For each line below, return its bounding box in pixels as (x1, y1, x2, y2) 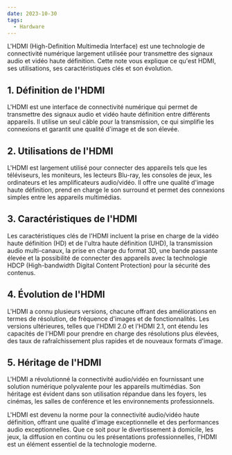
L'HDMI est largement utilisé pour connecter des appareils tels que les (7, 164, 208, 172)
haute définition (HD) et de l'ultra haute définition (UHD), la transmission (7, 239, 213, 247)
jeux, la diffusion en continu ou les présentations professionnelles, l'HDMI (7, 433, 217, 441)
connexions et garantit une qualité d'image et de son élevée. (7, 125, 180, 133)
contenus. (7, 268, 36, 276)
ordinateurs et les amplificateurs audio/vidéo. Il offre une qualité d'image (7, 179, 215, 186)
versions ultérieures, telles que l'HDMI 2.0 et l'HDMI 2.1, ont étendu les (7, 322, 208, 330)
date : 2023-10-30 (7, 10, 57, 17)
